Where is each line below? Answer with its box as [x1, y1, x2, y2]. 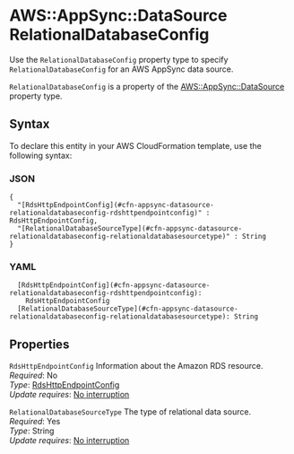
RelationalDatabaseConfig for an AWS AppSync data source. [9, 64, 234, 74]
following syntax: [9, 150, 73, 161]
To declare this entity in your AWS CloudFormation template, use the [9, 140, 262, 151]
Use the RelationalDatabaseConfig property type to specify [9, 54, 229, 65]
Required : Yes [9, 416, 61, 427]
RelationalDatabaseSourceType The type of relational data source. [9, 406, 252, 417]
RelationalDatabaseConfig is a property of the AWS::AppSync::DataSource [9, 81, 285, 92]
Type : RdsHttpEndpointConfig [9, 380, 120, 390]
